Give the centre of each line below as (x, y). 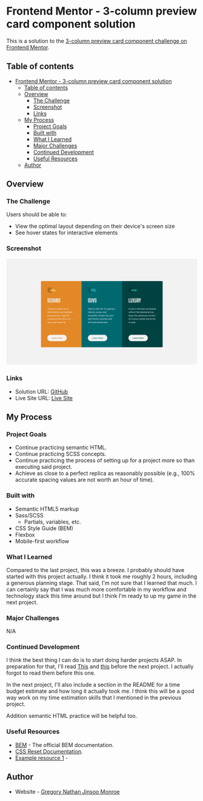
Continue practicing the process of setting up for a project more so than (105, 460)
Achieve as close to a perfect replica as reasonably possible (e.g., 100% (105, 473)
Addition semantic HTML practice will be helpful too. (72, 716)
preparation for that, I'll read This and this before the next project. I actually (100, 667)
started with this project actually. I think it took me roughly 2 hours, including (102, 576)
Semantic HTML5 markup (47, 509)
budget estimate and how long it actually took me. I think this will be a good (100, 691)
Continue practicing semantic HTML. (61, 448)
